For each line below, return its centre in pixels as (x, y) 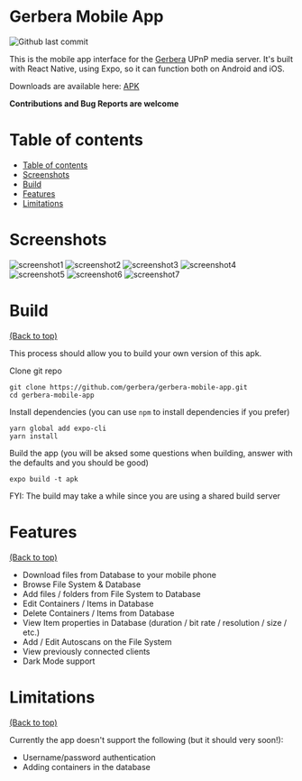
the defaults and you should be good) (79, 463)
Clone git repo (36, 371)
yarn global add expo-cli (58, 428)
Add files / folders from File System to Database (111, 593)
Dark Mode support (59, 661)
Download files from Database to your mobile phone (119, 574)
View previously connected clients (86, 651)
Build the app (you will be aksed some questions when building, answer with (151, 453)
